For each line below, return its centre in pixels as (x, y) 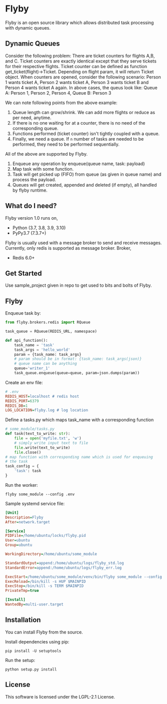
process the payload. (34, 179)
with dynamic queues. (28, 28)
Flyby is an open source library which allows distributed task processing (79, 23)
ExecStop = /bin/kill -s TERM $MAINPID (44, 586)
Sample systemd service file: (35, 503)
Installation (23, 620)
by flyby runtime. (30, 190)
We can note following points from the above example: (61, 103)
